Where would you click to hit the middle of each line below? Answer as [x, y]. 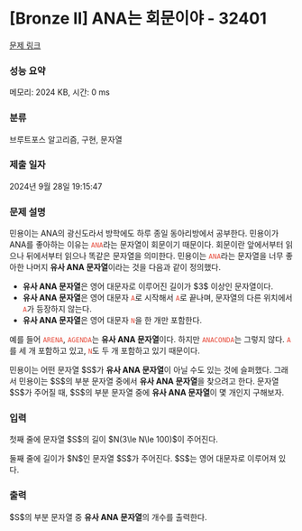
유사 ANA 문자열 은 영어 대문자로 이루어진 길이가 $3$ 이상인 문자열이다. [147, 286]
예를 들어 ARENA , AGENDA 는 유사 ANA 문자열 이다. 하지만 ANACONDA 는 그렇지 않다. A [150, 340]
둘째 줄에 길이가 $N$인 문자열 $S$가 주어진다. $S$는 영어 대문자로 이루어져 [143, 459]
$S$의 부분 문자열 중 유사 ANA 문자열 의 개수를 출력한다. [108, 517]
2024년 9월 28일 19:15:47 [56, 186]
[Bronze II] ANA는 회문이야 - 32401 [138, 19]
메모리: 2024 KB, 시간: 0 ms [59, 92]
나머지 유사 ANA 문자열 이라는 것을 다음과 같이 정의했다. [123, 267]
